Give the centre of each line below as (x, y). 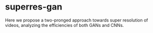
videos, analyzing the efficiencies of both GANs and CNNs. (65, 25)
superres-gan (34, 7)
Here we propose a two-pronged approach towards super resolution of (76, 20)
